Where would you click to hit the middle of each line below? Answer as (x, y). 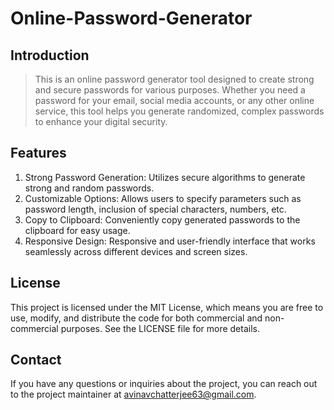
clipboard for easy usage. (77, 230)
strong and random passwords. (89, 188)
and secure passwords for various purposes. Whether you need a (170, 90)
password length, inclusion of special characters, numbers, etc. (155, 209)
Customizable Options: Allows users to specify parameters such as (163, 198)
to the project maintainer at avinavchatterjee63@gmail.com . (133, 394)
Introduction (50, 55)
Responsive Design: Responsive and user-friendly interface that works (170, 241)
